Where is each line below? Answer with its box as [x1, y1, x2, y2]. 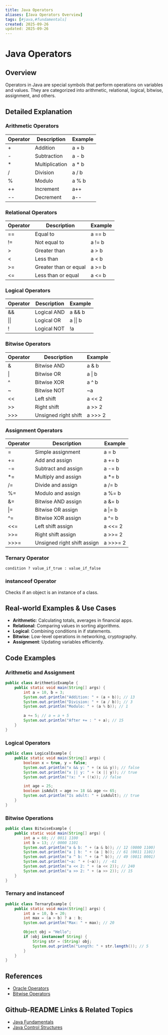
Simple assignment [35, 449, 81, 455]
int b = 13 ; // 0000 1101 [23, 840, 79, 845]
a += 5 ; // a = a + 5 [23, 713, 70, 718]
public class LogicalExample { [5, 751, 72, 756]
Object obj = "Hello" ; [23, 929, 72, 934]
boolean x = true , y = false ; [23, 760, 87, 765]
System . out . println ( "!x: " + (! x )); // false [23, 775, 122, 780]
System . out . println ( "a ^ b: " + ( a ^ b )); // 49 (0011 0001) [23, 854, 156, 859]
